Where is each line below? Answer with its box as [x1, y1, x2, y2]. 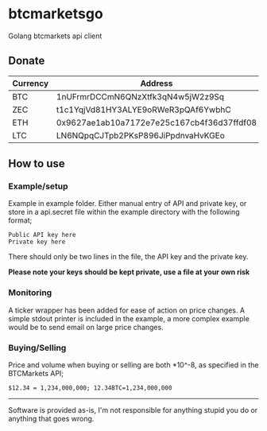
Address [140, 77, 173, 88]
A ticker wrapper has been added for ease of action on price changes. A [8, 305, 245, 315]
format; [8, 215, 33, 225]
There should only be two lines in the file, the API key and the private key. [8, 252, 249, 262]
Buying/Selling [8, 342, 67, 353]
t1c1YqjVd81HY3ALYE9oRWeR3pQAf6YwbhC [56, 104, 232, 115]
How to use [8, 157, 65, 171]
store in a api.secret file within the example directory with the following [8, 208, 240, 217]
